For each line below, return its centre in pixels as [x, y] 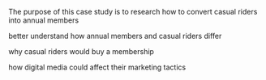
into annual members [44, 20]
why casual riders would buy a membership [81, 51]
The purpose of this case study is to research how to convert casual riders [133, 12]
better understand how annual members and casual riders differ [115, 36]
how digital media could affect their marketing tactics [97, 67]
